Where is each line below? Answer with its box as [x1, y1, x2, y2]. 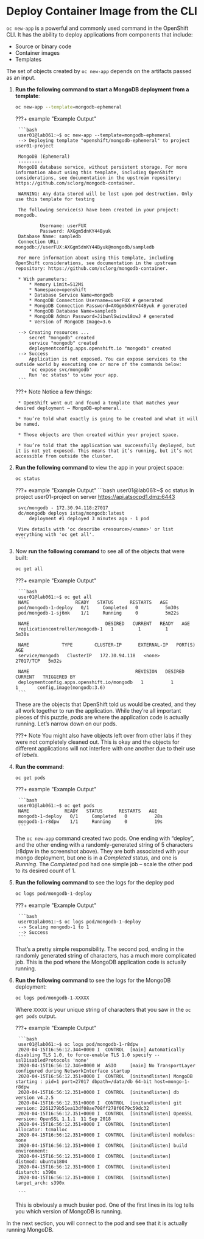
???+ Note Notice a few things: [15, 388, 93, 395]
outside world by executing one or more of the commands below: [15, 361, 182, 367]
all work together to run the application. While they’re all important [15, 707, 181, 714]
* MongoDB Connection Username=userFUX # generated [29, 297, 163, 303]
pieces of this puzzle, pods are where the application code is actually [15, 713, 189, 721]
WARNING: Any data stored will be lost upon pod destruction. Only [18, 191, 193, 197]
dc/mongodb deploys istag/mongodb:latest [18, 510, 125, 516]
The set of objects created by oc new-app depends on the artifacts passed [6, 67, 192, 74]
